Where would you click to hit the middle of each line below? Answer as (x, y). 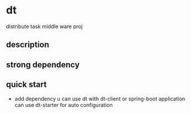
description (28, 45)
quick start (26, 84)
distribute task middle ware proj (44, 26)
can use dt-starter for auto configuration (63, 105)
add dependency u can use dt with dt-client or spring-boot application (100, 99)
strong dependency (43, 65)
